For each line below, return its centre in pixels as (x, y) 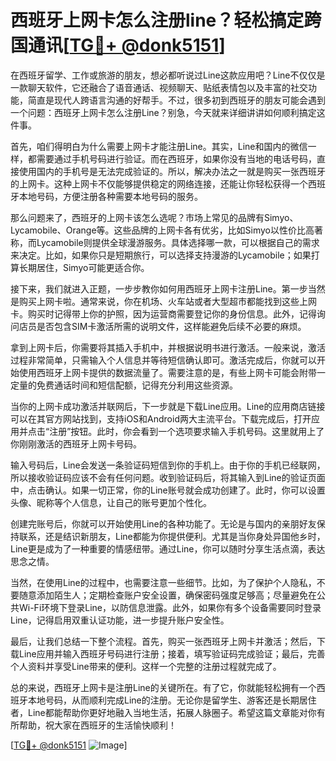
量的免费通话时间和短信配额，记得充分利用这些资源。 (128, 385)
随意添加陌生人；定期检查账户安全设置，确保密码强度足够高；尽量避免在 (167, 595)
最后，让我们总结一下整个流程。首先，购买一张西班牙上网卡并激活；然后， (163, 641)
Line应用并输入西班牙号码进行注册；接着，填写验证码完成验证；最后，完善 (172, 653)
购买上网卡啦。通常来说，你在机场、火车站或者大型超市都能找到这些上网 (167, 301)
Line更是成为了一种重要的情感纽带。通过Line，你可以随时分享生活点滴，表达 (168, 548)
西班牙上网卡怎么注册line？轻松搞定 (157, 20)
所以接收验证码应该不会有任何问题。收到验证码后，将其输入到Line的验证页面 (168, 477)
